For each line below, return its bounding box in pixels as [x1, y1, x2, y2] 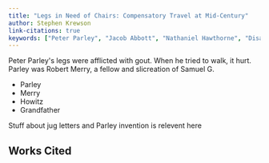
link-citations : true [8, 26, 81, 34]
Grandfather [19, 105, 61, 115]
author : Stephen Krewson [8, 19, 91, 27]
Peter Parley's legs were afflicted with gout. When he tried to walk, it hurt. [8, 56, 252, 66]
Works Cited [8, 144, 72, 157]
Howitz [19, 97, 44, 106]
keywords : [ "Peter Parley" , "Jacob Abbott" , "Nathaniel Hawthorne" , [8, 34, 242, 42]
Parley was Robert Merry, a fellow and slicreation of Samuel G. [8, 65, 215, 74]
